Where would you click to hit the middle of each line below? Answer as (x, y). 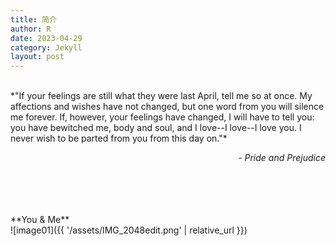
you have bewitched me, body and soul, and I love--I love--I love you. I (156, 128)
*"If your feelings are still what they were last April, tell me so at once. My (161, 96)
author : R (31, 29)
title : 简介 (33, 19)
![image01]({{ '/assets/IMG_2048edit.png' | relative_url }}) (129, 230)
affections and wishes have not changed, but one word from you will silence (167, 107)
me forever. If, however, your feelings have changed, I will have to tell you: (162, 117)
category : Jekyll (46, 47)
